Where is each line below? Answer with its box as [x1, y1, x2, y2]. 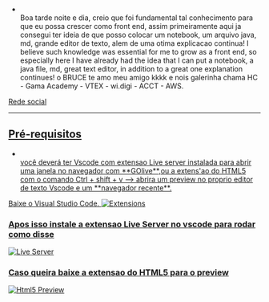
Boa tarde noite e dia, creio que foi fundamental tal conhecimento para [19, 13, 254, 22]
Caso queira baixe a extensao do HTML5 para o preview [8, 267, 230, 278]
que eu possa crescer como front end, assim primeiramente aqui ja [19, 22, 242, 31]
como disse [8, 228, 54, 239]
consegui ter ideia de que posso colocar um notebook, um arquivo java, [19, 30, 257, 39]
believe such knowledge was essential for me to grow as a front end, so [19, 47, 258, 56]
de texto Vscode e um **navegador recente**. [19, 182, 172, 193]
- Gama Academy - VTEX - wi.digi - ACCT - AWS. [19, 81, 184, 91]
